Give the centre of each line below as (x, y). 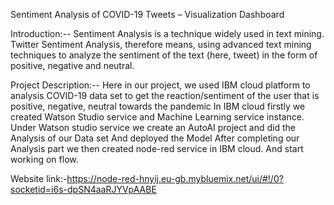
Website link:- (39, 178)
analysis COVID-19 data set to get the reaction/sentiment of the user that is (165, 95)
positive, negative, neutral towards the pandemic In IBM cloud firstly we (158, 106)
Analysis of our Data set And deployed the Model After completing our (155, 138)
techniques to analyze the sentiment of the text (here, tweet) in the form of (164, 55)
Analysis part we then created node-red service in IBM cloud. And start (157, 148)
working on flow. (44, 159)
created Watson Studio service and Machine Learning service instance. (157, 117)
